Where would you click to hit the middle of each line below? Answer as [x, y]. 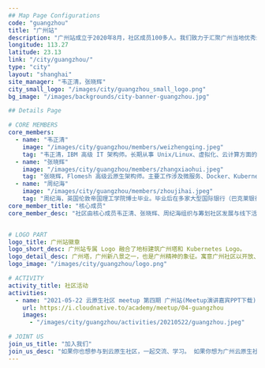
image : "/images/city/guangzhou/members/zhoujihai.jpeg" [118, 192]
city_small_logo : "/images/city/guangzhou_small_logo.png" [107, 89]
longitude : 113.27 [38, 45]
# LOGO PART [28, 234]
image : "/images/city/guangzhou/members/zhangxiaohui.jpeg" [123, 169]
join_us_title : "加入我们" [50, 344]
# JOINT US [26, 337]
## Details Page [35, 111]
